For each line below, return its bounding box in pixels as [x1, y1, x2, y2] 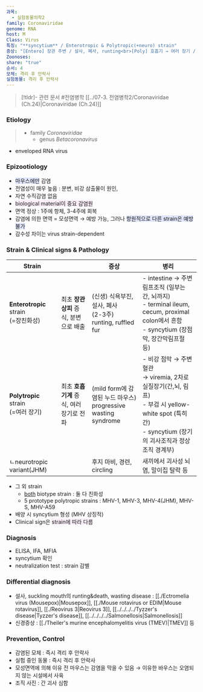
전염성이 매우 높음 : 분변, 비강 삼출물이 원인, [14, 184, 118, 192]
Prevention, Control [6, 635, 65, 643]
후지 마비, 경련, [91, 458, 132, 466]
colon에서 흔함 [142, 316, 182, 325]
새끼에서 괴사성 [142, 457, 183, 466]
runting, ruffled [91, 318, 135, 327]
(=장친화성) [9, 316, 40, 325]
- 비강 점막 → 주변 [142, 355, 192, 364]
